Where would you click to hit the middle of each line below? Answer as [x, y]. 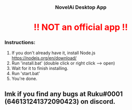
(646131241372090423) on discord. [60, 102]
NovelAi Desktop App [81, 7]
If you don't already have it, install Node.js [53, 53]
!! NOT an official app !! [81, 27]
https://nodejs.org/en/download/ [44, 58]
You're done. [24, 79]
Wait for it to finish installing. [40, 68]
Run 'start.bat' [26, 74]
